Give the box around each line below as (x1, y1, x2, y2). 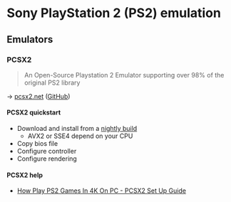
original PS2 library (24, 78, 81, 87)
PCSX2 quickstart (6, 108, 61, 117)
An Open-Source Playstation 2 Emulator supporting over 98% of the (24, 70, 225, 79)
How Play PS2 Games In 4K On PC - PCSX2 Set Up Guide (16, 186, 187, 195)
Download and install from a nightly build (16, 124, 138, 133)
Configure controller (16, 147, 77, 156)
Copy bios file (16, 139, 58, 148)
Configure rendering (16, 154, 78, 163)
